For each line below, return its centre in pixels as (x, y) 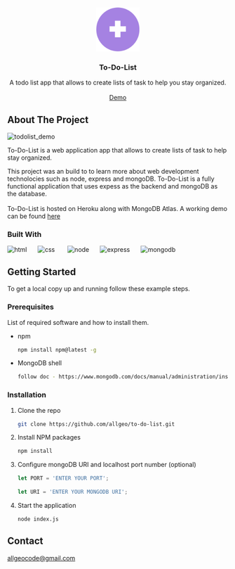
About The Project (48, 120)
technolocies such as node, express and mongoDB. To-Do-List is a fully (111, 179)
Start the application (47, 506)
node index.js (38, 519)
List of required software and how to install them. (78, 322)
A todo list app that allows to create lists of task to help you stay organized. (118, 83)
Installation (27, 395)
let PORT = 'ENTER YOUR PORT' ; (63, 478)
